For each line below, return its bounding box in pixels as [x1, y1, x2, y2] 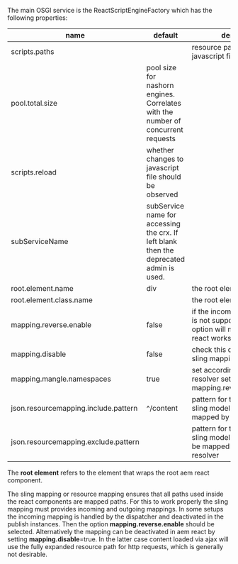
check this [191, 345, 227, 354]
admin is [146, 263, 175, 272]
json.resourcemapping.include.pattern [11, 404, 138, 413]
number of [146, 116, 181, 126]
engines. [146, 89, 176, 99]
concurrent [146, 125, 183, 134]
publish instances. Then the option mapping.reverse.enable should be [7, 520, 215, 528]
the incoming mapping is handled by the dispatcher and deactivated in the [7, 512, 225, 521]
